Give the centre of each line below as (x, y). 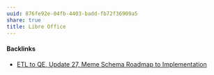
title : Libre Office (37, 26)
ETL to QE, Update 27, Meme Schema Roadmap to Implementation (112, 64)
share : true (24, 20)
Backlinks (21, 49)
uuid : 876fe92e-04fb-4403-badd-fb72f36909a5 (72, 14)
